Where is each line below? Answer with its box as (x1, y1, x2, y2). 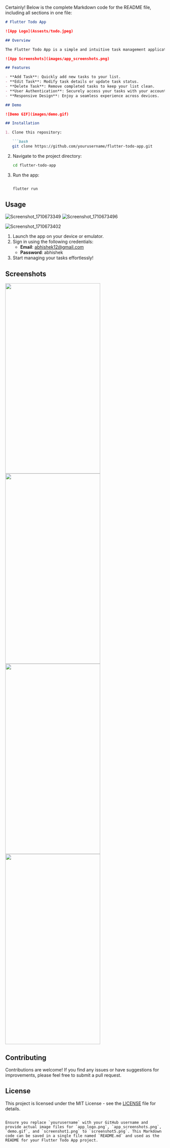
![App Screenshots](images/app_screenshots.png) (5, 56, 110, 61)
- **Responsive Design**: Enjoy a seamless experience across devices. (5, 93, 159, 98)
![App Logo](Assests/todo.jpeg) (5, 28, 73, 33)
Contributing (5, 1053, 47, 1062)
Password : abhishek (20, 250, 63, 256)
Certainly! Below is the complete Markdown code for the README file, (5, 5, 152, 10)
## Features (5, 65, 30, 71)
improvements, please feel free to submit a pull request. (5, 1072, 121, 1079)
